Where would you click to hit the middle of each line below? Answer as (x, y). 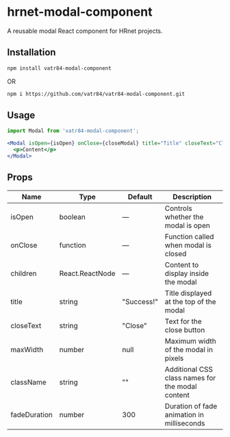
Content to (182, 264)
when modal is (188, 245)
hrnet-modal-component (80, 12)
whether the (184, 216)
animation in (184, 414)
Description (192, 197)
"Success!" (140, 301)
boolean (72, 216)
